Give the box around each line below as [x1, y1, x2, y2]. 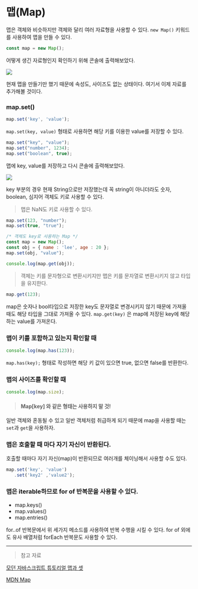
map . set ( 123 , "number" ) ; [6, 217, 67, 224]
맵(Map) [6, 5, 46, 19]
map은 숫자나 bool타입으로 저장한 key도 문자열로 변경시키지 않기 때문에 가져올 [6, 303, 187, 310]
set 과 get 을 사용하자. [6, 424, 55, 432]
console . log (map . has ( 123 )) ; [6, 347, 75, 354]
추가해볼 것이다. [6, 88, 43, 95]
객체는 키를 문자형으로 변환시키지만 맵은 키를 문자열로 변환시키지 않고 [20, 272, 180, 279]
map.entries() [14, 514, 48, 521]
